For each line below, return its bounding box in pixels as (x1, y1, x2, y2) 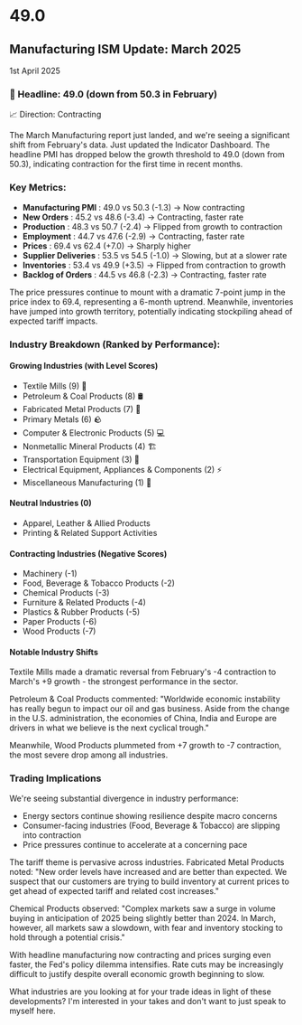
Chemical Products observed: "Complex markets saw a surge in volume (9, 903, 277, 914)
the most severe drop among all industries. (9, 749, 169, 760)
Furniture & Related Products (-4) (22, 597, 146, 608)
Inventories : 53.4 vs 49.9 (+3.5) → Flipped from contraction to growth (22, 259, 286, 270)
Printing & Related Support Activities (22, 527, 158, 538)
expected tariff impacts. (9, 315, 98, 326)
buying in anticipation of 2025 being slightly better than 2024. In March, (9, 912, 277, 923)
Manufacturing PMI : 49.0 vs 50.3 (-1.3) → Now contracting (22, 202, 245, 212)
